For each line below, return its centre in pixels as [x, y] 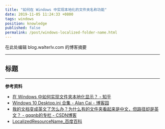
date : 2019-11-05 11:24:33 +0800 [39, 14]
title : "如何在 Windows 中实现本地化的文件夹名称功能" [56, 10]
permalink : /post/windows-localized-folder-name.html [61, 32]
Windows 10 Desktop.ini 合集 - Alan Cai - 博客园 [61, 103]
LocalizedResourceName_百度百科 [47, 121]
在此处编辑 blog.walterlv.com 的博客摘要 [46, 47]
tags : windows [20, 19]
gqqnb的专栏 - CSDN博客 [51, 115]
